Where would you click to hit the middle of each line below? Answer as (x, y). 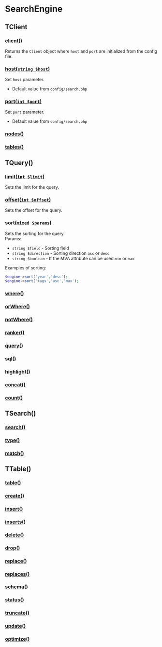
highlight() (18, 371)
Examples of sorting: (26, 267)
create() (15, 496)
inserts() (15, 522)
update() (15, 626)
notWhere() (19, 320)
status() (15, 600)
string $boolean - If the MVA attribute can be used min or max (73, 258)
